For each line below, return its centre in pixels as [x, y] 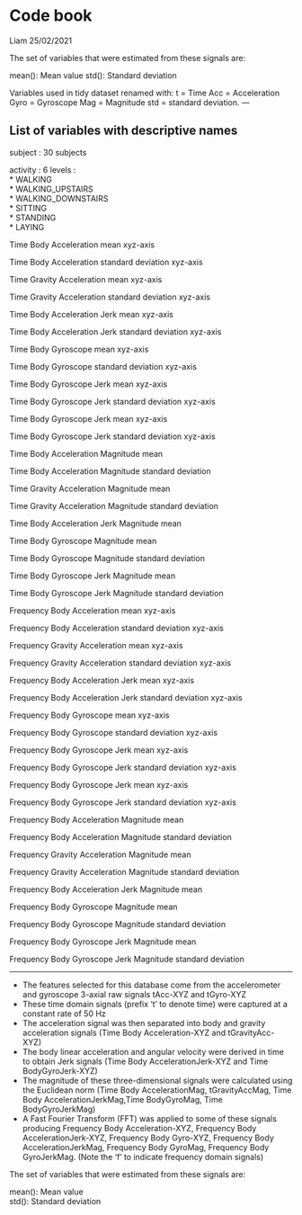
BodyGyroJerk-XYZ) [60, 1070]
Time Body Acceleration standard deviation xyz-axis [107, 262]
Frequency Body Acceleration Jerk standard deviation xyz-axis [126, 697]
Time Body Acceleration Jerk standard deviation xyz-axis [115, 331]
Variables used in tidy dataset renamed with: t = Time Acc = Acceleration [145, 93]
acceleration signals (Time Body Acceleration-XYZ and [124, 1032]
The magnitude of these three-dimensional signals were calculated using [157, 1080]
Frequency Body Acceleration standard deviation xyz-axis [117, 628]
